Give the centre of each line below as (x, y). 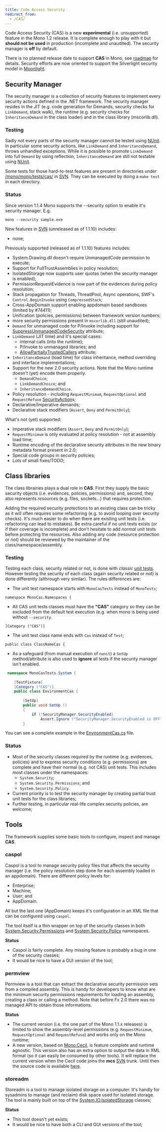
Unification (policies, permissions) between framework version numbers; (86, 315)
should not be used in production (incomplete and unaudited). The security (82, 43)
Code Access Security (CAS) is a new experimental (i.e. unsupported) (77, 33)
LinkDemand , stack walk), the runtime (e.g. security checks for (67, 112)
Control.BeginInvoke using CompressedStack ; (57, 299)
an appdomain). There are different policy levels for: (58, 876)
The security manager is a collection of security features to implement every (83, 96)
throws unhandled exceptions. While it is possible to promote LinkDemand (79, 151)
